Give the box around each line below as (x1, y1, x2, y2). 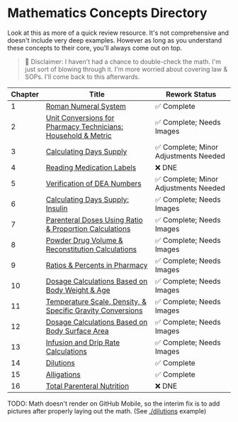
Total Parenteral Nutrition (45, 381, 130, 391)
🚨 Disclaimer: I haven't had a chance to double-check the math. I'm (24, 57, 222, 65)
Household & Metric (45, 130, 112, 140)
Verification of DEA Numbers (45, 178, 142, 188)
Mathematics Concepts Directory (7, 5, 208, 21)
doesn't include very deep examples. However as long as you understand (7, 36, 222, 44)
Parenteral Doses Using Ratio (45, 215, 143, 224)
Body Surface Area (45, 325, 109, 335)
